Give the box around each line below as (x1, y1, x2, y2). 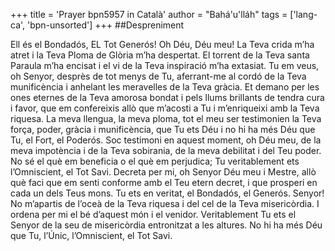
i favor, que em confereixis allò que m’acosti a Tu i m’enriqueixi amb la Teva (10, 102, 320, 114)
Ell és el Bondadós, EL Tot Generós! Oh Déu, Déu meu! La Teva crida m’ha (10, 39, 315, 50)
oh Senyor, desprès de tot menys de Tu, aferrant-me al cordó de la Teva (10, 70, 307, 82)
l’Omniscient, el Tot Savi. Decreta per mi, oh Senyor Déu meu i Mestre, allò (10, 166, 317, 178)
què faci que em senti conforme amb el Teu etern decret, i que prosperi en (10, 177, 318, 188)
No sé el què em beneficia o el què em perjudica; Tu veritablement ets (10, 155, 300, 167)
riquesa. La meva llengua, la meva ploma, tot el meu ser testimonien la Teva (10, 113, 322, 124)
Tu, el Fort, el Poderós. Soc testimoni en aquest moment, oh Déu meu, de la (10, 134, 322, 146)
